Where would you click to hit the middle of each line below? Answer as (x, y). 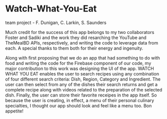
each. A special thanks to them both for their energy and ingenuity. (74, 48)
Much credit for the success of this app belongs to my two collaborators (80, 32)
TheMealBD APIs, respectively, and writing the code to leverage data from (82, 42)
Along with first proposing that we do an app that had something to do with (83, 57)
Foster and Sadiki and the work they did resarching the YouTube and (76, 37)
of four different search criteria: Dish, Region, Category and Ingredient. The (83, 79)
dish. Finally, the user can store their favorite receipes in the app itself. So (81, 95)
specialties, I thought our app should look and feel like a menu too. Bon (78, 105)
